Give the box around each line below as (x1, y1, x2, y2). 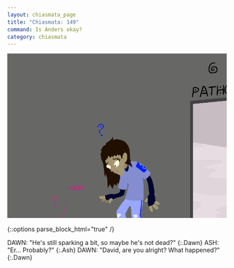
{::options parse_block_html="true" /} (7, 225, 115, 233)
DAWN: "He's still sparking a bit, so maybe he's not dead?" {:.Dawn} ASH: (7, 239, 219, 247)
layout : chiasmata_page (7, 11, 77, 18)
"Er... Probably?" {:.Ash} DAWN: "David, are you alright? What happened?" (7, 246, 221, 254)
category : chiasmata (7, 33, 68, 40)
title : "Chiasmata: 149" (7, 18, 79, 26)
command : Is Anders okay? (7, 26, 82, 33)
